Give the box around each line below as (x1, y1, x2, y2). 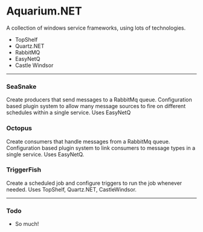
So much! (14, 221, 39, 228)
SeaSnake (6, 82, 37, 91)
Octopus (6, 124, 32, 132)
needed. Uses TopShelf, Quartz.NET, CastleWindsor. (6, 185, 137, 193)
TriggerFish (6, 166, 41, 174)
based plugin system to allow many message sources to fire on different (6, 103, 186, 110)
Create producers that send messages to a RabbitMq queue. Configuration (6, 96, 192, 103)
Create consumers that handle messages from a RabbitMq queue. (6, 138, 170, 145)
